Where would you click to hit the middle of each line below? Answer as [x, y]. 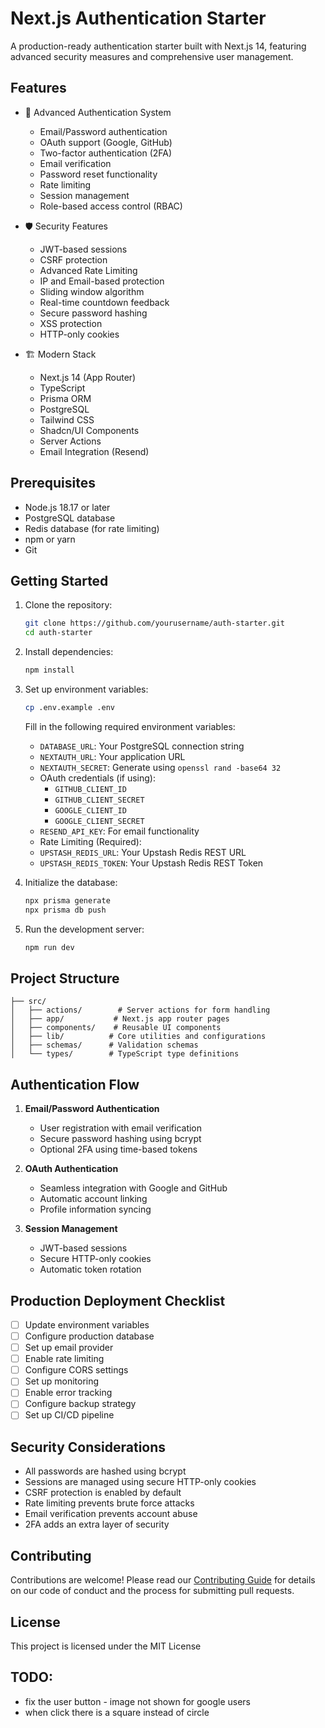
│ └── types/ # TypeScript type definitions [125, 1054]
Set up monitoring [62, 1381]
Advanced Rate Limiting [88, 270]
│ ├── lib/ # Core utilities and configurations [138, 1037]
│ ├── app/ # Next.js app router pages [120, 1019]
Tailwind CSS [67, 419]
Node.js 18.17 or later [67, 507]
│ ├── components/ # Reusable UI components [116, 1028]
